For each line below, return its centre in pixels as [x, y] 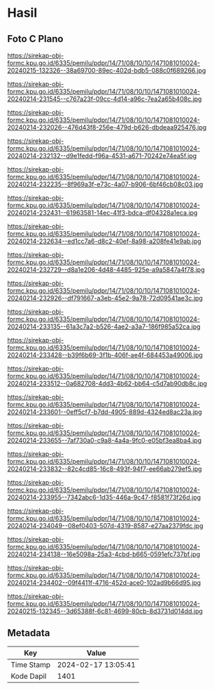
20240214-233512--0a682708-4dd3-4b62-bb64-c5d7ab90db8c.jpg [107, 384]
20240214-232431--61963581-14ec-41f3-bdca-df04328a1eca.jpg [102, 213]
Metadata [29, 633]
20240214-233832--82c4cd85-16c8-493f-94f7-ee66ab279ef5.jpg [105, 469]
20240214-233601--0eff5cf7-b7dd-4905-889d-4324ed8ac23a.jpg [105, 412]
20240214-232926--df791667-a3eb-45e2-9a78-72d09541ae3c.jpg [105, 298]
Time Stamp [31, 665]
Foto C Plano [35, 39]
